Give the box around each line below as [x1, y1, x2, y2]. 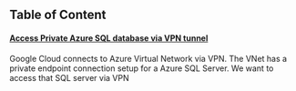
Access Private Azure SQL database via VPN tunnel [9, 32, 209, 44]
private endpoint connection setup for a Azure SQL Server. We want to [9, 63, 274, 74]
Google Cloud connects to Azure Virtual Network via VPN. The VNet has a [9, 53, 288, 64]
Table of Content [9, 7, 107, 23]
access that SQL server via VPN [9, 72, 129, 83]
